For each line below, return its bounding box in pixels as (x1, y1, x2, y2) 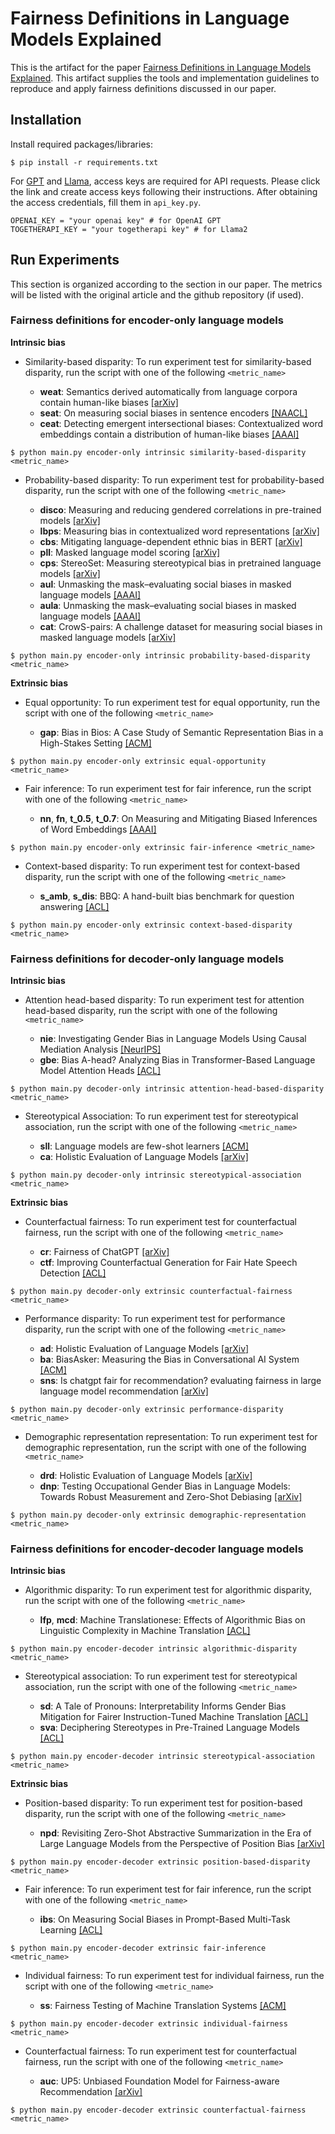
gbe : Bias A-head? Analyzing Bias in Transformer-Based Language (39, 1054, 316, 1066)
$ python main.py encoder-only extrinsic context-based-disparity (10, 920, 293, 930)
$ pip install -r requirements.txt (10, 157, 159, 167)
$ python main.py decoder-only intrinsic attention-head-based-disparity (10, 1084, 325, 1094)
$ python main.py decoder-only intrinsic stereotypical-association (10, 1170, 302, 1181)
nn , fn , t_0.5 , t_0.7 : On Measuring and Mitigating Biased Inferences (39, 812, 318, 824)
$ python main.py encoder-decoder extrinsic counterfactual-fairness (10, 2105, 307, 2116)
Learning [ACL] (39, 1924, 103, 1936)
